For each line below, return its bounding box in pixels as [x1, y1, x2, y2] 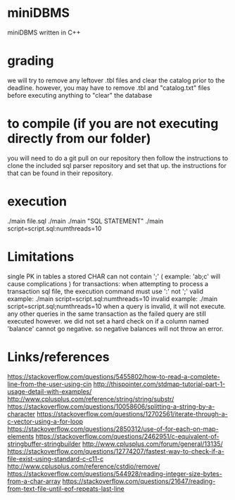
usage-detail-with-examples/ [7, 387, 92, 395]
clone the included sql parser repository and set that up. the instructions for [7, 161, 227, 169]
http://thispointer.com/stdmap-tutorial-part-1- [93, 380, 226, 388]
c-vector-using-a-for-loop [7, 417, 83, 425]
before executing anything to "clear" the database [7, 91, 153, 99]
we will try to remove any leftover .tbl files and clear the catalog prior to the [7, 76, 225, 84]
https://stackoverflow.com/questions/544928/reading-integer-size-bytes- [7, 469, 223, 477]
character [7, 409, 36, 418]
